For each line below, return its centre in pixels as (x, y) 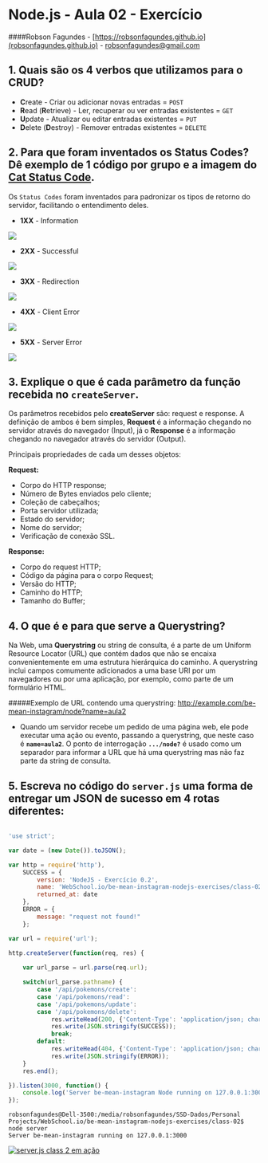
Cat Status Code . (51, 177)
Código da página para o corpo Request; (87, 576)
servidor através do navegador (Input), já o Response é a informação (122, 430)
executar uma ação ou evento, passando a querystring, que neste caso (137, 736)
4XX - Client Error (49, 312)
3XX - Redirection (49, 281)
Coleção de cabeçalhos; (60, 502)
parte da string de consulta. (65, 761)
